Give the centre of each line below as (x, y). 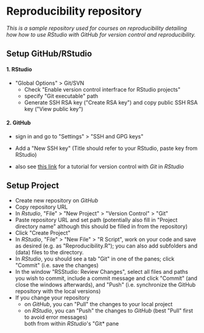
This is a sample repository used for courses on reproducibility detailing (97, 28)
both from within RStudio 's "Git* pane (72, 323)
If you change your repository (52, 298)
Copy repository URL (41, 207)
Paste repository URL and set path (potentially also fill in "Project (96, 220)
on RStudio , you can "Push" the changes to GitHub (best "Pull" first (109, 310)
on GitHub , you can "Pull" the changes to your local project (98, 304)
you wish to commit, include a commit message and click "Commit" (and (106, 278)
